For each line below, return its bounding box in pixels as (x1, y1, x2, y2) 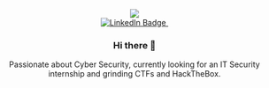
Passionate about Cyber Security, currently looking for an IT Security (9, 59, 260, 70)
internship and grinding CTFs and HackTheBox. (48, 69, 221, 79)
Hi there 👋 (112, 39, 157, 51)
